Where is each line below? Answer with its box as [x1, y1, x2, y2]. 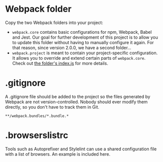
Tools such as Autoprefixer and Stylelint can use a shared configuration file [5, 146, 157, 152]
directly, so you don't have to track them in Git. [5, 104, 99, 110]
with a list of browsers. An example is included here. [5, 151, 111, 157]
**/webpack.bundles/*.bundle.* [5, 114, 69, 118]
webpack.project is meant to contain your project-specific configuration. [12, 50, 158, 56]
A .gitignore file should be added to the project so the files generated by [5, 93, 151, 99]
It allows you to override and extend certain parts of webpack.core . [12, 55, 146, 61]
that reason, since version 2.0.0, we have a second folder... [12, 45, 131, 50]
